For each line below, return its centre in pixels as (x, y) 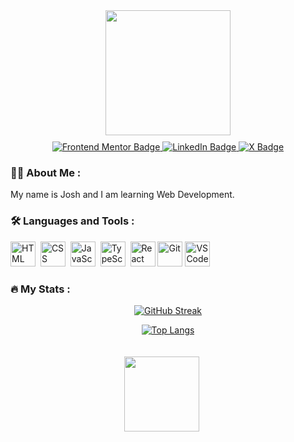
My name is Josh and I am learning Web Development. (122, 195)
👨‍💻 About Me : (46, 172)
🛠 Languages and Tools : (72, 221)
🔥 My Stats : (40, 289)
